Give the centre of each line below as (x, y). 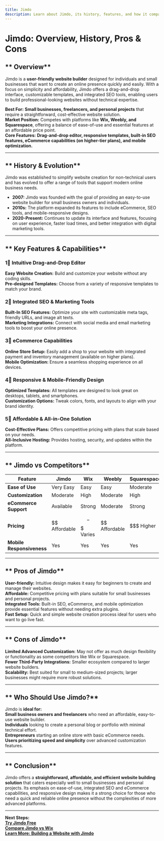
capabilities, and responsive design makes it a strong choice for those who (80, 793)
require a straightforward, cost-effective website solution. (63, 114)
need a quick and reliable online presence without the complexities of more (81, 798)
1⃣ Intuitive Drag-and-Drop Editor (45, 263)
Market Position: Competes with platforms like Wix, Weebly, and (71, 119)
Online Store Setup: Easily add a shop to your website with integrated (75, 351)
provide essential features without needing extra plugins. (62, 609)
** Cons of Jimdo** (36, 640)
